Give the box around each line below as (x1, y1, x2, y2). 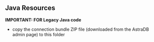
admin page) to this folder (12, 31, 65, 37)
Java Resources (5, 4, 56, 12)
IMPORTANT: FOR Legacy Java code (5, 17, 81, 22)
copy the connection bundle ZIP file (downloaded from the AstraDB (12, 26, 149, 32)
